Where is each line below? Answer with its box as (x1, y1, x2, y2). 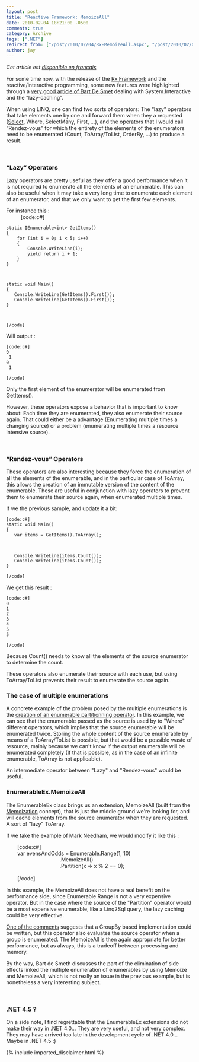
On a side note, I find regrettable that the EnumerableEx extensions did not (6, 1019, 188, 1026)
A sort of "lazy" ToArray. (6, 820, 66, 828)
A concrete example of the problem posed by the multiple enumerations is (6, 705, 187, 712)
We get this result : (6, 584, 52, 591)
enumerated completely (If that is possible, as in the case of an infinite (6, 749, 178, 756)
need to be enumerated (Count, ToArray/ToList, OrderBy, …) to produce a (6, 131, 185, 138)
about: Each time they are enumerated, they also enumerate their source (6, 409, 183, 416)
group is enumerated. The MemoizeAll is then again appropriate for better (6, 936, 186, 943)
